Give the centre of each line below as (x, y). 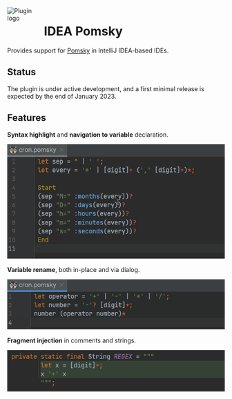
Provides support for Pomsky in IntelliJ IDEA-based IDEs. (88, 50)
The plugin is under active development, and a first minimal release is (106, 88)
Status (22, 72)
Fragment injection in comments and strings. (72, 340)
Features (27, 118)
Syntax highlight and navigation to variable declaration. (88, 135)
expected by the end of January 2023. (62, 96)
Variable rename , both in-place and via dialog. (74, 269)
